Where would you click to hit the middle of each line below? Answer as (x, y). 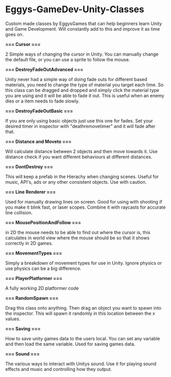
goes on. (15, 34)
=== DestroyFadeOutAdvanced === (44, 69)
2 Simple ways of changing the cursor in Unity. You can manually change (82, 54)
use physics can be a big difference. (43, 268)
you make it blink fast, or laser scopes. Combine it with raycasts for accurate (85, 207)
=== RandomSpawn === (32, 298)
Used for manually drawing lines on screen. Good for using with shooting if (84, 202)
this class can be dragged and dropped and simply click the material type (82, 90)
